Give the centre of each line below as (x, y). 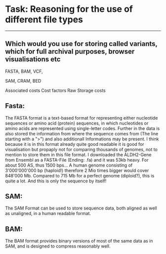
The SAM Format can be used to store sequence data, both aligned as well (81, 208)
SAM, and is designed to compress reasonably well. (58, 246)
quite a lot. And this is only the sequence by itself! (56, 181)
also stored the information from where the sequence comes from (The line (82, 133)
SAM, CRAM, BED (23, 81)
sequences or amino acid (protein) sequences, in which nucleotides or (77, 123)
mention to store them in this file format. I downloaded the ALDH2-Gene (78, 155)
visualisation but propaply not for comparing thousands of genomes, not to (82, 149)
